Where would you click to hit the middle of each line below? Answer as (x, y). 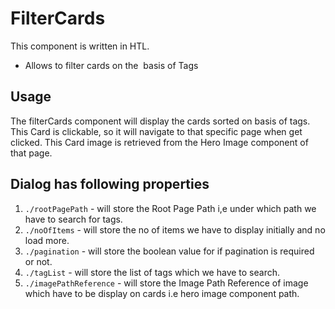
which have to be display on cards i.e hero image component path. (162, 293)
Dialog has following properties (110, 184)
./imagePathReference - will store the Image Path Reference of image (166, 283)
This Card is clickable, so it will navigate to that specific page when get (156, 131)
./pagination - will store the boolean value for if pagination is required (169, 251)
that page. (31, 153)
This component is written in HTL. (80, 46)
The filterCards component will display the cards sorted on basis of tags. (160, 121)
